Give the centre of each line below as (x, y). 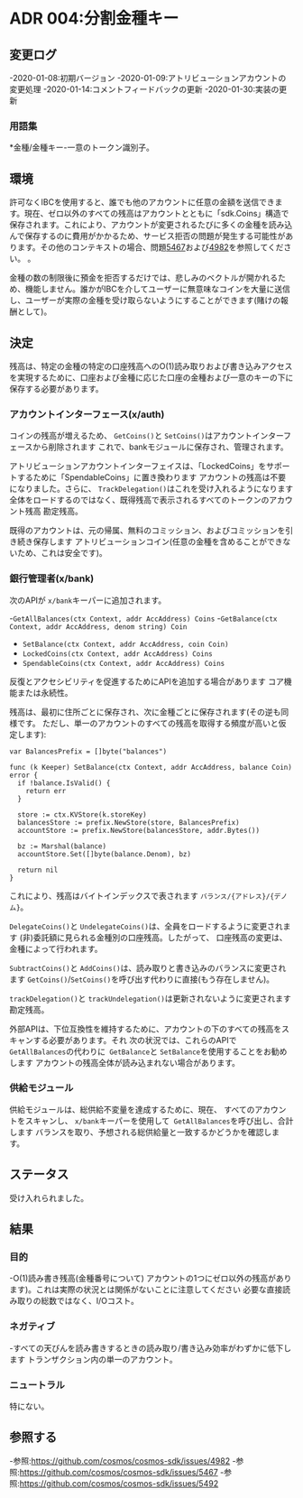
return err (46, 791)
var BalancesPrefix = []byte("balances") (88, 751)
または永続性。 (45, 692)
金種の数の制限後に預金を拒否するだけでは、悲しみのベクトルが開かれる (143, 278)
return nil (38, 870)
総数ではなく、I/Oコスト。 (90, 1301)
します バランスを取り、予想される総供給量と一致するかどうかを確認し (141, 1132)
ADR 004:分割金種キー (94, 18)
